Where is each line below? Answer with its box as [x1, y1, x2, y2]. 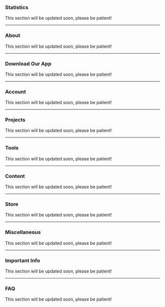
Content [5, 172, 26, 179]
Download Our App [5, 60, 52, 67]
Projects [5, 116, 26, 123]
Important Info [5, 257, 40, 264]
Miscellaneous [5, 229, 41, 236]
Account [5, 88, 26, 95]
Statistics [5, 4, 28, 11]
